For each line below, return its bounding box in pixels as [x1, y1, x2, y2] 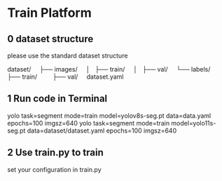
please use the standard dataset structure [7, 51, 128, 60]
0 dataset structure [7, 33, 94, 45]
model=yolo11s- [171, 119, 216, 127]
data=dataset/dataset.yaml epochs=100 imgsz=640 [27, 126, 177, 135]
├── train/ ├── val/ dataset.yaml [7, 72, 124, 81]
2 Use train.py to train [7, 147, 104, 159]
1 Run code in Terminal [7, 93, 108, 105]
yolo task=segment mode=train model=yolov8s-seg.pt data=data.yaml [7, 111, 211, 120]
